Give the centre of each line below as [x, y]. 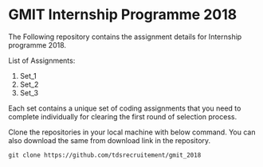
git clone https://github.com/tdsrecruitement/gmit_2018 [105, 155]
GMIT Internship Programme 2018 [123, 15]
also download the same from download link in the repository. [110, 140]
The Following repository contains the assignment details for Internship [125, 37]
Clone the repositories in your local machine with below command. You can [132, 132]
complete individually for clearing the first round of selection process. [123, 116]
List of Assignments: [42, 60]
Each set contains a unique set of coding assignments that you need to [125, 108]
